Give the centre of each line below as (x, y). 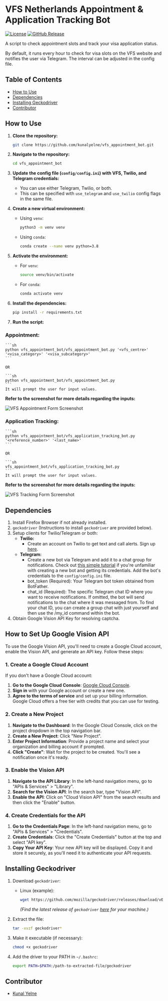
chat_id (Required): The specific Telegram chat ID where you (90, 592)
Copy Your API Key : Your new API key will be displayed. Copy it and (82, 848)
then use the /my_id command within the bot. (74, 613)
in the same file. (36, 199)
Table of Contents (34, 80)
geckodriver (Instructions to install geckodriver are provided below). (82, 528)
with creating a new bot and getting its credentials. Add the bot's (94, 570)
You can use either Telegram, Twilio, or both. (66, 188)
